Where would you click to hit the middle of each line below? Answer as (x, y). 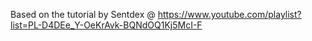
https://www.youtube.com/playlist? (229, 14)
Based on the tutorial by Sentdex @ (83, 14)
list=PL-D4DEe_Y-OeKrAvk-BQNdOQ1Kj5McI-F (106, 25)
